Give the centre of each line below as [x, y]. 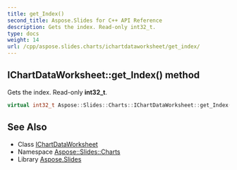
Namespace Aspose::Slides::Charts [69, 152]
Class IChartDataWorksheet [58, 144]
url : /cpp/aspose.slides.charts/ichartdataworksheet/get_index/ [104, 47]
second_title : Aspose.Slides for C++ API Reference [85, 20]
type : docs [23, 34]
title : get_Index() [36, 14]
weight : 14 [23, 40]
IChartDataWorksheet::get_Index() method [103, 75]
